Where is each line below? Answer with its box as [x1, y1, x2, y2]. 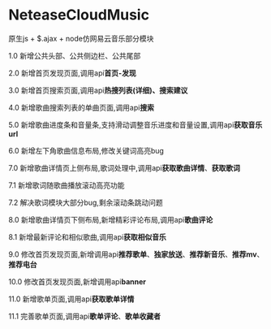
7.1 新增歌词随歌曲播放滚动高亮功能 [8, 180, 125, 190]
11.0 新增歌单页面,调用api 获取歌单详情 [8, 294, 135, 304]
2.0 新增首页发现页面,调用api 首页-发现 [8, 67, 136, 78]
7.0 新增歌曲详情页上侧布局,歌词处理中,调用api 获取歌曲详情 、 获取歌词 [8, 162, 241, 172]
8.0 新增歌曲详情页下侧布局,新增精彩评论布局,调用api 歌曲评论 [8, 214, 213, 224]
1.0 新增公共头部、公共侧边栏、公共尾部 [8, 50, 141, 60]
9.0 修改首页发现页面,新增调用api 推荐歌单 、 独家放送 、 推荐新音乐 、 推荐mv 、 [8, 249, 265, 259]
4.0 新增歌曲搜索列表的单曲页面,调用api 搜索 [8, 102, 154, 112]
